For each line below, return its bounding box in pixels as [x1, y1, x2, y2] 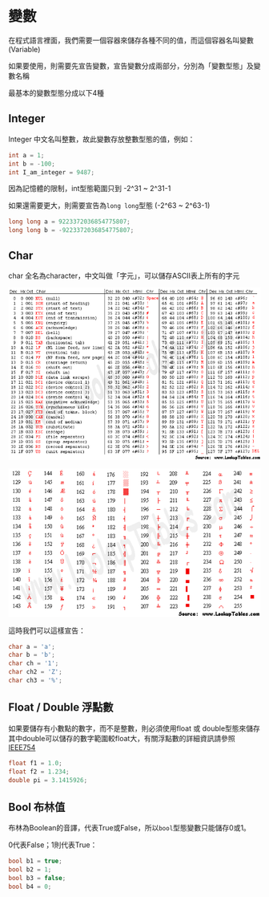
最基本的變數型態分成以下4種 [8, 88, 105, 97]
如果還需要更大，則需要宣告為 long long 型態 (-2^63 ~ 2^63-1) [8, 201, 211, 210]
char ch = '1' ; [8, 659, 59, 667]
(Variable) [8, 44, 41, 54]
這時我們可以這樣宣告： [8, 626, 86, 635]
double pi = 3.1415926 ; [8, 776, 88, 784]
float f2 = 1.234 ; [8, 768, 70, 776]
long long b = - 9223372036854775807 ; [8, 226, 134, 234]
